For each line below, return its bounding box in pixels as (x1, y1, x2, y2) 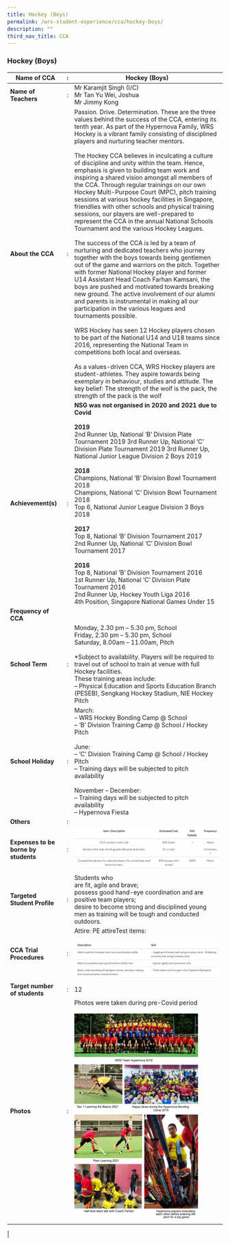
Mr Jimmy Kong (74, 98, 119, 106)
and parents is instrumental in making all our (74, 297, 199, 305)
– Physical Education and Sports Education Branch (74, 682, 217, 690)
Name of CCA (15, 74, 56, 82)
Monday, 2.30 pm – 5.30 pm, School (74, 624, 177, 632)
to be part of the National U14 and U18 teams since (74, 333, 220, 342)
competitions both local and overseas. (74, 348, 181, 356)
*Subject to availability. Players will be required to (74, 653, 214, 661)
